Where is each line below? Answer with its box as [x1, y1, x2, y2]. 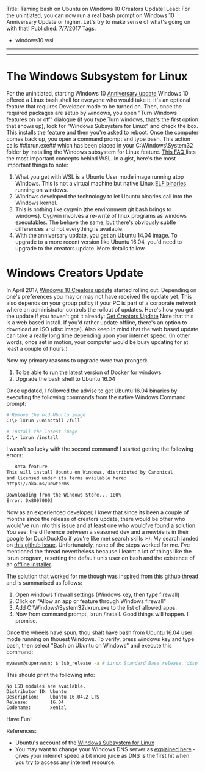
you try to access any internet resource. [15, 759, 116, 766]
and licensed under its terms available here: [6, 475, 127, 481]
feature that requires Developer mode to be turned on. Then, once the [6, 102, 182, 110]
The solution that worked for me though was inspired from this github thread [6, 572, 198, 580]
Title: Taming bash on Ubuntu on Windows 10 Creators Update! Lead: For [6, 6, 190, 12]
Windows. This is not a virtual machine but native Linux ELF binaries [15, 179, 187, 187]
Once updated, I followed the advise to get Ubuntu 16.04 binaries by [6, 387, 178, 394]
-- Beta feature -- [6, 463, 56, 470]
